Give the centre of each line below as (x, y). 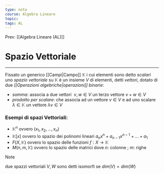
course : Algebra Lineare (30, 14)
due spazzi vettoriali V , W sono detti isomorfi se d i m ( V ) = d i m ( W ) (71, 167)
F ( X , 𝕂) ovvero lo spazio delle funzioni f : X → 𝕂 (60, 142)
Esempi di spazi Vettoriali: (37, 117)
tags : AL (14, 23)
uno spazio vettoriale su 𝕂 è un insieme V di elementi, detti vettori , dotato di (81, 80)
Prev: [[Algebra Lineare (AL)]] (35, 37)
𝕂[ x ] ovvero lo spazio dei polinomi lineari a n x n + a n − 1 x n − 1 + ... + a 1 (80, 136)
